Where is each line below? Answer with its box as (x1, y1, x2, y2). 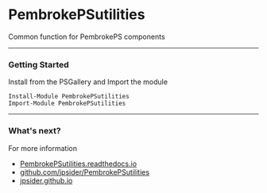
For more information (8, 143, 78, 152)
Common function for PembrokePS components (8, 32, 165, 41)
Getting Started (8, 59, 69, 70)
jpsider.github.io (19, 176, 73, 185)
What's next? (8, 125, 61, 137)
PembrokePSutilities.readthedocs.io (19, 159, 137, 168)
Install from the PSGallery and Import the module (8, 77, 168, 87)
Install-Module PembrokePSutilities (8, 93, 130, 101)
